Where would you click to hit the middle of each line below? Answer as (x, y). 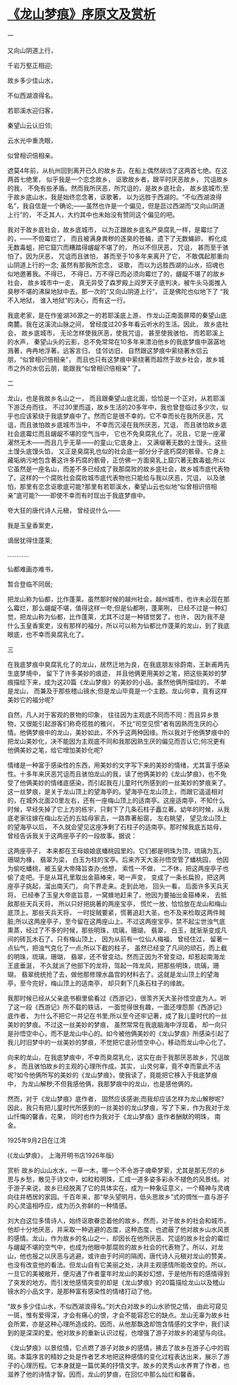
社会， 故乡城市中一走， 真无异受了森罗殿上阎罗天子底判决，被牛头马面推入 (117, 283)
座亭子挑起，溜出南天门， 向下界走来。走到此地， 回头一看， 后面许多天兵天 (118, 886)
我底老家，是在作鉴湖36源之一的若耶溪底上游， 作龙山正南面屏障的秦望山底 (117, 315)
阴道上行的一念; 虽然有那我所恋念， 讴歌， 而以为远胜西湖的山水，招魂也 (119, 265)
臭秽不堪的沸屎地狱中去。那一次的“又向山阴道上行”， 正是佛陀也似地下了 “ (115, 291)
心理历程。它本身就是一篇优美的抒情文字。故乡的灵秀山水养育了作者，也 (124, 1365)
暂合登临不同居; (30, 584)
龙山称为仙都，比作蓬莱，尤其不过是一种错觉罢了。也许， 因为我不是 (126, 617)
